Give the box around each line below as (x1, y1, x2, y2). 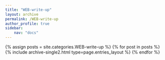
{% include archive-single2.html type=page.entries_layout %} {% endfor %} (5, 49, 161, 55)
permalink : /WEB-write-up (5, 16, 58, 21)
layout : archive (5, 12, 39, 17)
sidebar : (5, 26, 23, 31)
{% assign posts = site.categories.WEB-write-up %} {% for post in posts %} (5, 44, 161, 50)
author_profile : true (5, 21, 50, 26)
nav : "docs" (14, 30, 39, 35)
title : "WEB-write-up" (5, 7, 52, 12)
